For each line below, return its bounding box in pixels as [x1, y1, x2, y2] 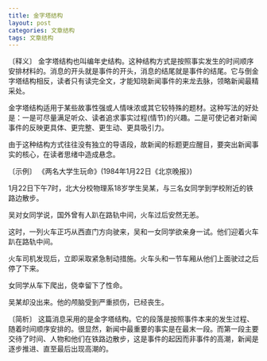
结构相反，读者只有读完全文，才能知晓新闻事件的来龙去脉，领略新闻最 [21, 76, 252, 86]
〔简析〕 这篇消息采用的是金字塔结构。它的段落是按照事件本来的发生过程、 [8, 314, 254, 324]
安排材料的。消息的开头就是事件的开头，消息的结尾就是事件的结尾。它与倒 [8, 67, 252, 76]
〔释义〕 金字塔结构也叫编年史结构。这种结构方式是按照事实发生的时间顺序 [8, 56, 254, 66]
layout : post [8, 19, 52, 27]
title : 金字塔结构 [8, 11, 64, 20]
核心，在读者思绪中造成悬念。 [21, 150, 120, 159]
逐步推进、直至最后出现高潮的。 [8, 344, 113, 354]
